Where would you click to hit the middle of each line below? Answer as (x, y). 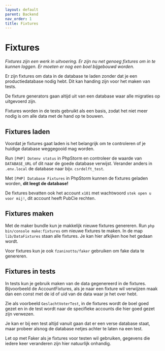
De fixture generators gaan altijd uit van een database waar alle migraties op (82, 96)
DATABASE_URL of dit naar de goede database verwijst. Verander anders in (79, 163)
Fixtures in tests (30, 271)
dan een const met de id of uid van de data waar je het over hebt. (71, 294)
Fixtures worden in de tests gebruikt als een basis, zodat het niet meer (76, 111)
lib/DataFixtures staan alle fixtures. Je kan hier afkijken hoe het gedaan (79, 236)
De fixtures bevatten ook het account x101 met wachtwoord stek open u (78, 193)
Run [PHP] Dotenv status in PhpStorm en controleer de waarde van (73, 158)
